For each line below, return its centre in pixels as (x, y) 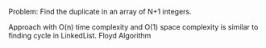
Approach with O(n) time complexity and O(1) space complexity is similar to (133, 27)
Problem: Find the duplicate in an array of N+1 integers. (100, 12)
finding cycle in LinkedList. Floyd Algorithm (80, 36)
